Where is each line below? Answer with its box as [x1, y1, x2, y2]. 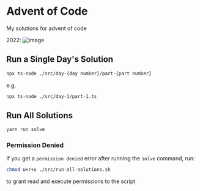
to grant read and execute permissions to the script [6, 178, 136, 185]
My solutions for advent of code [6, 24, 87, 32]
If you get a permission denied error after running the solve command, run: [6, 155, 195, 162]
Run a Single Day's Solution [6, 54, 114, 65]
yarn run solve [6, 127, 45, 133]
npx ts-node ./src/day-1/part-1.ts [6, 93, 97, 99]
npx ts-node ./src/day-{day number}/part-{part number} [6, 70, 152, 77]
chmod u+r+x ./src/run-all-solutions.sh [6, 167, 111, 173]
